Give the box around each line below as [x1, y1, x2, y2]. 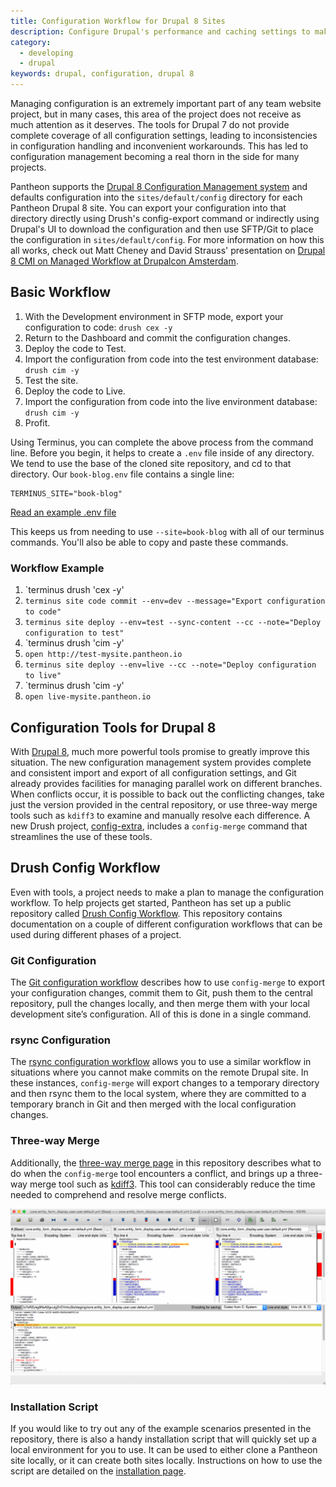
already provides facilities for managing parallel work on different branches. [10, 777, 323, 789]
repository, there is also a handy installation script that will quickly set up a [10, 1433, 317, 1445]
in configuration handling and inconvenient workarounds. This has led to [10, 140, 309, 152]
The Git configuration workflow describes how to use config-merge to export [10, 976, 325, 989]
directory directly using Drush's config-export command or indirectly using [10, 213, 320, 224]
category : [10, 37, 52, 47]
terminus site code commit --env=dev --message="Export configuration [24, 596, 326, 607]
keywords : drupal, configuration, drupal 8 [10, 69, 195, 79]
